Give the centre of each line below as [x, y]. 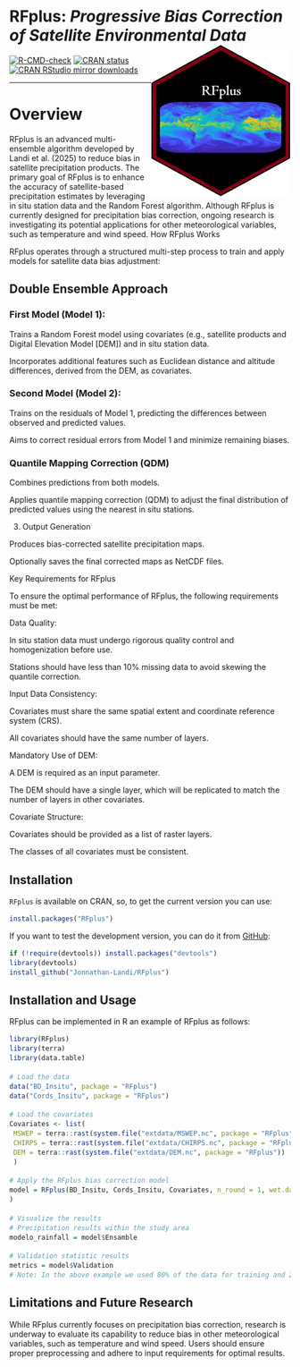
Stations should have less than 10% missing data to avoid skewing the [137, 667]
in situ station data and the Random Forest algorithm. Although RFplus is [142, 205]
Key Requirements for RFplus [62, 579]
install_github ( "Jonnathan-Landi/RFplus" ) [89, 972]
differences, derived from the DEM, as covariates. [100, 370]
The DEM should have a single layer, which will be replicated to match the [145, 790]
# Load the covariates [51, 1115]
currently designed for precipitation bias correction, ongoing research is [142, 215]
